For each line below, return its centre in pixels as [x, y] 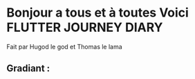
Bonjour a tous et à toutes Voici [98, 13]
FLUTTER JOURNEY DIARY [85, 27]
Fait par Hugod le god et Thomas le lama [64, 46]
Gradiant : [28, 68]
